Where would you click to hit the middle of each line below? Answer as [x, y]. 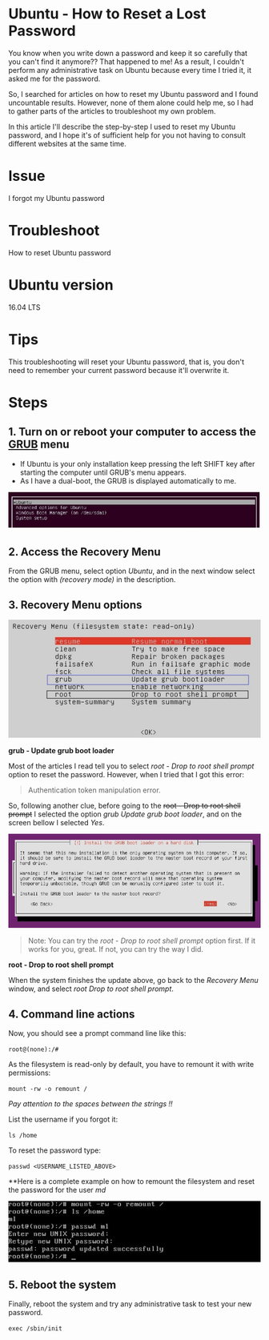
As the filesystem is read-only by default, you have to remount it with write [131, 1065]
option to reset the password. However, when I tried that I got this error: [126, 774]
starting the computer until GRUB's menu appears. [103, 472]
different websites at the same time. [67, 143]
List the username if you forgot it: [63, 1119]
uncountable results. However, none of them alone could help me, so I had [131, 102]
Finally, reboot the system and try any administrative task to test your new [130, 1304]
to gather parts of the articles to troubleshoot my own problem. [112, 111]
